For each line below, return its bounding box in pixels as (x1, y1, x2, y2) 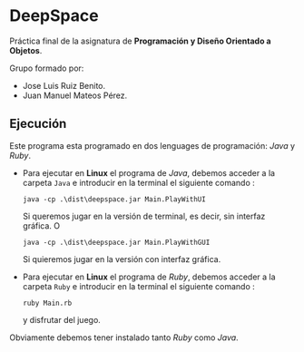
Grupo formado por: (9, 63, 84, 73)
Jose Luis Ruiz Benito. (22, 80, 106, 91)
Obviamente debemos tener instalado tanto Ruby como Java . (9, 332, 239, 343)
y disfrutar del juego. (22, 314, 102, 325)
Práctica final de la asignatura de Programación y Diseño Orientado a (9, 35, 271, 46)
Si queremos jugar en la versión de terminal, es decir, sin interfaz (22, 210, 266, 221)
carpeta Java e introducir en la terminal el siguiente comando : (22, 177, 256, 188)
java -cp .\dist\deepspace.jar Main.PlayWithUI (22, 194, 206, 204)
